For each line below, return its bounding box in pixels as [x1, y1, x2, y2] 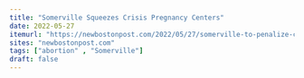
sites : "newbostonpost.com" [9, 38, 116, 48]
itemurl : [9, 30, 43, 39]
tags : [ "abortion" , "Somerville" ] [9, 47, 144, 56]
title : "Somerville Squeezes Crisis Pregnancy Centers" [9, 13, 224, 22]
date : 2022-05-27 [9, 22, 75, 30]
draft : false [9, 55, 59, 64]
